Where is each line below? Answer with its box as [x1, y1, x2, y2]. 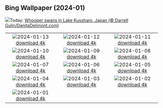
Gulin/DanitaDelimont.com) [5, 22, 59, 28]
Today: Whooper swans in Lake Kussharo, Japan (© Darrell [10, 17, 129, 23]
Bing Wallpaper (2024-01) [5, 4, 85, 12]
